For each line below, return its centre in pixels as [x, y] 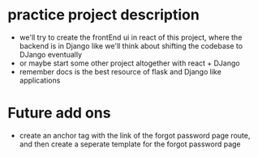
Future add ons [59, 113]
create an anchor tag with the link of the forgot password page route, [135, 135]
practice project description [103, 15]
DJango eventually [51, 54]
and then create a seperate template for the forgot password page [130, 144]
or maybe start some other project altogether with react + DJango [129, 63]
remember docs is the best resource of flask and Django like [120, 71]
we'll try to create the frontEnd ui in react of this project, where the [131, 37]
